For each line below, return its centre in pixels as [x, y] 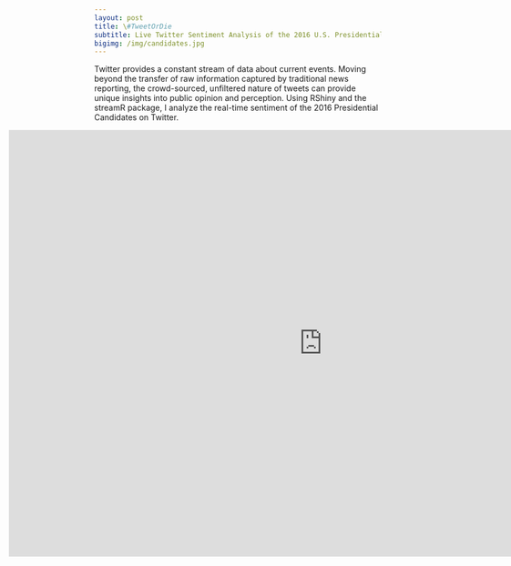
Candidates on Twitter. [136, 117]
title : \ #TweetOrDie [133, 26]
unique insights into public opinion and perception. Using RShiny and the [230, 98]
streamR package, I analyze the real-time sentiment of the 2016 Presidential [236, 108]
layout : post [119, 18]
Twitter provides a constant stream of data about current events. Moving [230, 69]
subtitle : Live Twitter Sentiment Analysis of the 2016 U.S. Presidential [239, 35]
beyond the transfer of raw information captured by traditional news [221, 79]
